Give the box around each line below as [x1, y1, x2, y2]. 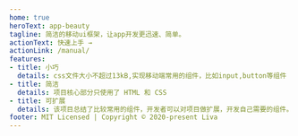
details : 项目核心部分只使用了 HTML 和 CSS [17, 88, 167, 97]
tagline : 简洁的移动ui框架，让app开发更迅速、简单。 [9, 30, 186, 38]
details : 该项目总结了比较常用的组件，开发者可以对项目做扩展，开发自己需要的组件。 [17, 105, 294, 114]
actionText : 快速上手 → [9, 38, 92, 47]
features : [9, 55, 47, 64]
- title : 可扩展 [9, 96, 66, 106]
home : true [9, 13, 50, 22]
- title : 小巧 [9, 64, 60, 72]
